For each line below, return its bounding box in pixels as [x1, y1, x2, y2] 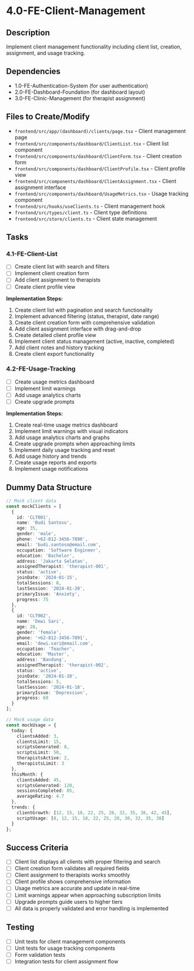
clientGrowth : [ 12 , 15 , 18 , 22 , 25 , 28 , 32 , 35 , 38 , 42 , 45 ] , [16, 810, 172, 815]
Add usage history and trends [14, 453, 87, 460]
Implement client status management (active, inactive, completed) [14, 338, 175, 345]
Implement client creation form [14, 270, 89, 277]
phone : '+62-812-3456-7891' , [16, 635, 88, 640]
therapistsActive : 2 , [16, 755, 69, 761]
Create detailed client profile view [14, 331, 96, 338]
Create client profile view [14, 283, 76, 290]
